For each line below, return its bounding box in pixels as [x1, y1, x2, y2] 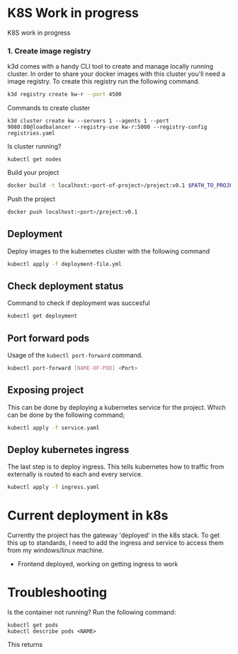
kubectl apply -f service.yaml [7, 424, 100, 431]
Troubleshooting [7, 585, 108, 601]
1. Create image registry [7, 46, 91, 56]
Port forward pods [7, 332, 90, 344]
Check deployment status [7, 280, 124, 292]
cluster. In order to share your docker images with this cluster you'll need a [7, 69, 225, 79]
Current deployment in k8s [7, 507, 169, 524]
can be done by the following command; [7, 411, 125, 419]
